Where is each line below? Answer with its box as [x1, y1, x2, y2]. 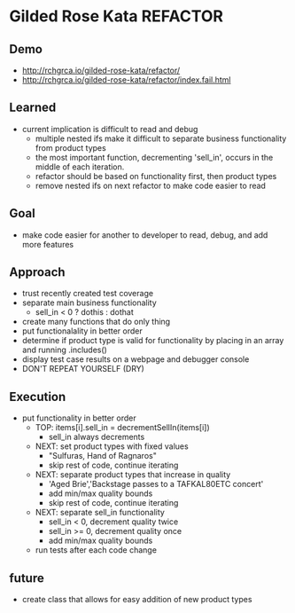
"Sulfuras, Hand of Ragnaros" [48, 451, 157, 461]
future [9, 570, 44, 585]
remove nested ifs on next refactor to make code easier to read [35, 180, 266, 191]
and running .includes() [21, 344, 108, 356]
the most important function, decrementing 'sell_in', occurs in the [35, 152, 274, 162]
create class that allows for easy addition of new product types [21, 594, 252, 605]
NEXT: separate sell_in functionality [35, 507, 166, 518]
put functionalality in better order [21, 326, 144, 336]
